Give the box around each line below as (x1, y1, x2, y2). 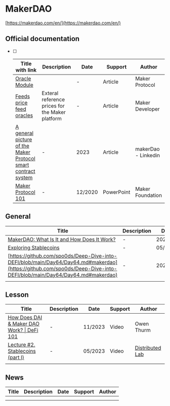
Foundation (135, 191, 162, 198)
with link (15, 66, 37, 74)
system (15, 174, 33, 181)
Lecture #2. (8, 341, 35, 348)
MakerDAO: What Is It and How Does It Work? (8, 235, 116, 243)
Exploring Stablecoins (8, 244, 60, 251)
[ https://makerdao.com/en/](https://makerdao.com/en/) (5, 20, 121, 26)
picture (15, 136, 32, 143)
